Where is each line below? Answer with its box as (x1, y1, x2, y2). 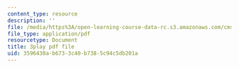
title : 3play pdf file (7, 43, 75, 50)
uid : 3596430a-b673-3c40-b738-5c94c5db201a (7, 50, 139, 57)
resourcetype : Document (7, 37, 78, 44)
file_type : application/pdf (7, 30, 91, 38)
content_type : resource (7, 10, 78, 18)
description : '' (7, 17, 55, 24)
